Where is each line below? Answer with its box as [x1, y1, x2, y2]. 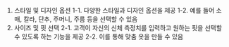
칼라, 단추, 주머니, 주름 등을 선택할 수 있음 [23, 15, 138, 23]
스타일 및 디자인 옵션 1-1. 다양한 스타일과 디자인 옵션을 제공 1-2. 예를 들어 [13, 6, 215, 14]
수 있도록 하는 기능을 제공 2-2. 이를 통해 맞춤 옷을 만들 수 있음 [13, 32, 184, 41]
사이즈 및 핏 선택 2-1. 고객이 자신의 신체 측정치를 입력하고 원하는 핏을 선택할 [13, 24, 223, 32]
